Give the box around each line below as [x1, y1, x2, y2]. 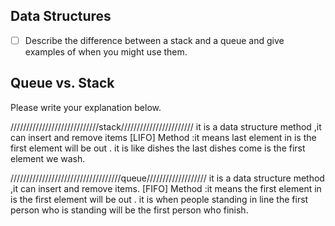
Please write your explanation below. [10, 101, 162, 113]
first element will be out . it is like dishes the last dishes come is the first [10, 142, 306, 154]
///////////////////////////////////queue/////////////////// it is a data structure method [10, 172, 325, 184]
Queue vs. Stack [10, 75, 115, 92]
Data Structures [10, 8, 112, 25]
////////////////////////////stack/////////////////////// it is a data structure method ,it [10, 120, 322, 133]
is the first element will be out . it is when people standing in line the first [10, 193, 309, 205]
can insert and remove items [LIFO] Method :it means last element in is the [10, 131, 317, 143]
